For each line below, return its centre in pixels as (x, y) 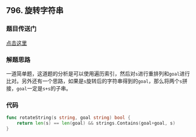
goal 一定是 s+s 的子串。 (44, 88)
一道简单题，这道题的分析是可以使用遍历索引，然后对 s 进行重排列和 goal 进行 (98, 73)
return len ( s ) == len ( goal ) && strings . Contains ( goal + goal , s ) (96, 123)
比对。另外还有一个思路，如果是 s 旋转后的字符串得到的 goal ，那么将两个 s (94, 81)
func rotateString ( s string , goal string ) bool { (68, 118)
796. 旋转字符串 (35, 11)
